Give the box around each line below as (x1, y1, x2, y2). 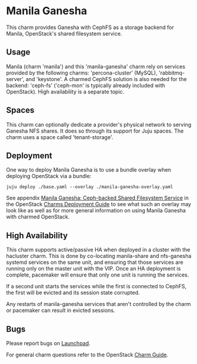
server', (6, 75, 25, 82)
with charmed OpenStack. (6, 213, 70, 220)
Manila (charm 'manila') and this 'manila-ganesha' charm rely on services (6, 63, 185, 70)
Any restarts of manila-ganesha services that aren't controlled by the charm (6, 301, 191, 308)
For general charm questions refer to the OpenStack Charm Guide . (6, 351, 169, 358)
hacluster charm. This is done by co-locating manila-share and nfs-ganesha (6, 253, 192, 260)
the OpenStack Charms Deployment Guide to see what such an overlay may (6, 201, 191, 208)
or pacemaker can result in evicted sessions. (6, 307, 115, 314)
